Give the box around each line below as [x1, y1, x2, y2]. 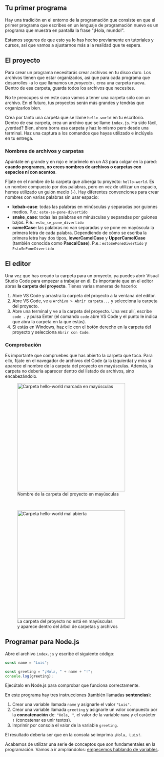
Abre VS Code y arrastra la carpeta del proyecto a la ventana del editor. [12, 292, 156, 298]
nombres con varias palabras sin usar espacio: [5, 194, 99, 200]
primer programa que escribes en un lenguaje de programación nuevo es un [5, 22, 159, 28]
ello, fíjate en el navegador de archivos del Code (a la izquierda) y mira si [5, 358, 151, 364]
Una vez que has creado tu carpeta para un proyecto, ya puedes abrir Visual [5, 272, 159, 279]
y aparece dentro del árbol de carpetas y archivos [17, 624, 118, 629]
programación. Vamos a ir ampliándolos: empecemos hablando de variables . [5, 747, 159, 753]
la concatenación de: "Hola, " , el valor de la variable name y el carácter [12, 712, 156, 718]
